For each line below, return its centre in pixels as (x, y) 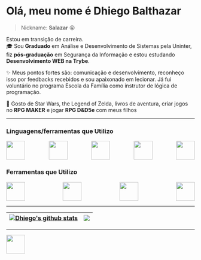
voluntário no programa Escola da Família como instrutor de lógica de (92, 86)
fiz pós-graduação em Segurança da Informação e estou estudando (91, 55)
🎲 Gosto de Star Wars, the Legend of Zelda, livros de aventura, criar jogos (97, 104)
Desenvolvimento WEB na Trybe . (48, 61)
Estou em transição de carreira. (45, 39)
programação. (24, 92)
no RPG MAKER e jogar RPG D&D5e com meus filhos (71, 110)
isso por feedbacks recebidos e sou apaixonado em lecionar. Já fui (89, 79)
